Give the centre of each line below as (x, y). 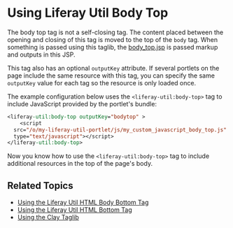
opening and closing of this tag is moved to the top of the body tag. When (113, 39)
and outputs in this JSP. (41, 55)
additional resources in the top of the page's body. (80, 164)
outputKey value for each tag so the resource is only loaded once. (102, 83)
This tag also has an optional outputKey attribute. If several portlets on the (113, 68)
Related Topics (40, 186)
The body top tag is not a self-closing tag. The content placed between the (115, 32)
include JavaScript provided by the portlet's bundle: (82, 104)
